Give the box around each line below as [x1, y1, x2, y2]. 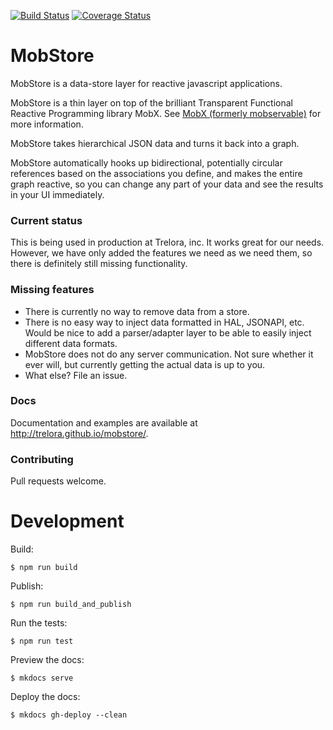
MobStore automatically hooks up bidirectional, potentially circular [10, 156, 283, 169]
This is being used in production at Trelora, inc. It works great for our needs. [10, 236, 325, 249]
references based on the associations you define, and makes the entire [10, 167, 303, 179]
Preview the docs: [10, 654, 85, 666]
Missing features [10, 283, 95, 297]
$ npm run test [10, 636, 74, 647]
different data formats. [24, 337, 118, 349]
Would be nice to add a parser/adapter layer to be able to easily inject [24, 326, 312, 339]
